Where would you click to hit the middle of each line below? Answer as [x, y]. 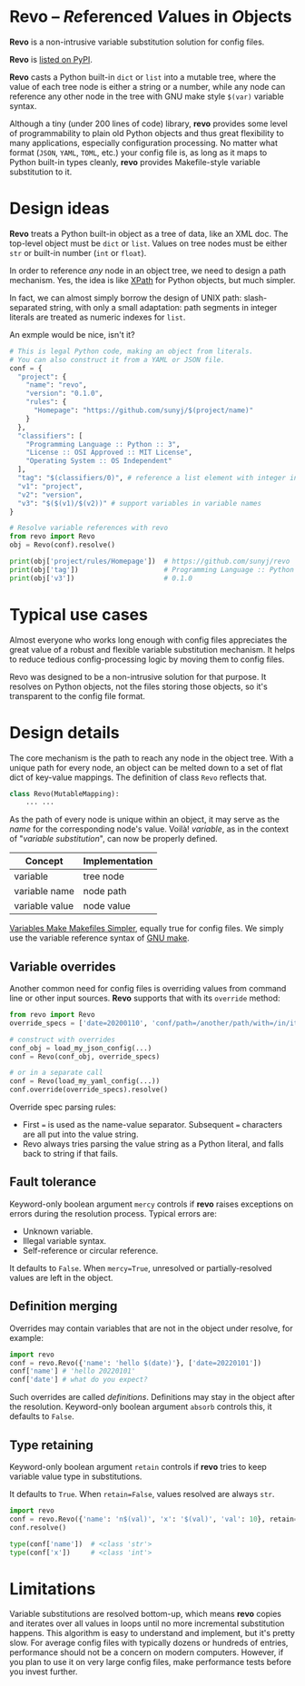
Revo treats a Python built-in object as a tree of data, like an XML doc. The [149, 233]
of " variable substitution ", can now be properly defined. [113, 839]
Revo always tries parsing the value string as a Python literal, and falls [153, 1144]
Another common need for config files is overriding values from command [148, 989]
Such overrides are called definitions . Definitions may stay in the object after [152, 1397]
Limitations [53, 1588]
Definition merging [64, 1306]
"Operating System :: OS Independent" [99, 461]
